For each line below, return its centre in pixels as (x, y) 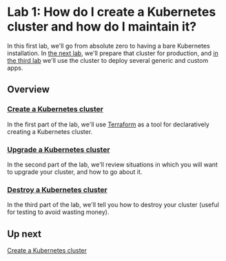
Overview (29, 89)
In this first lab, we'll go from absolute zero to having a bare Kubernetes (109, 46)
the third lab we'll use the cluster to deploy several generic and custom (108, 60)
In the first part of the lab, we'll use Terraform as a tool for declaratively (109, 124)
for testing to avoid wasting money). (58, 212)
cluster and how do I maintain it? (102, 27)
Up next (24, 234)
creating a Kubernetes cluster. (50, 131)
